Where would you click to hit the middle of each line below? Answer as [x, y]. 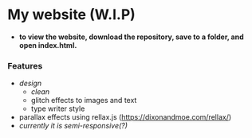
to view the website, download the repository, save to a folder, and [131, 37]
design [30, 83]
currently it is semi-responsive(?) [73, 126]
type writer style [58, 108]
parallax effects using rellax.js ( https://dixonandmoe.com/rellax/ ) [125, 117]
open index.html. [48, 45]
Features [25, 65]
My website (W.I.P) [72, 15]
